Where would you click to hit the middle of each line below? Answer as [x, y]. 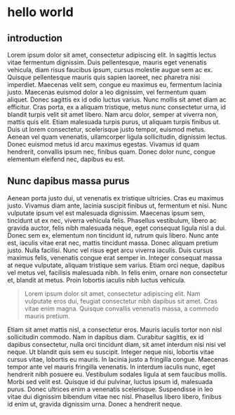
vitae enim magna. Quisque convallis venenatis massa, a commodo [121, 308]
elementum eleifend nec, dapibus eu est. [66, 159]
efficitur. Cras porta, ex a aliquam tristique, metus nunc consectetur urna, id [117, 107]
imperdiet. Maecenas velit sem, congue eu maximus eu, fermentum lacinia [115, 84]
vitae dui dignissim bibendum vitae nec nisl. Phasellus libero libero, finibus [115, 396]
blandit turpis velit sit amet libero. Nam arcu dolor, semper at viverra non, [113, 114]
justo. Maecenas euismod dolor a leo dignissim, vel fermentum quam [107, 92]
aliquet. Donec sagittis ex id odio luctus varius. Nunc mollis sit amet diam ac [117, 100]
